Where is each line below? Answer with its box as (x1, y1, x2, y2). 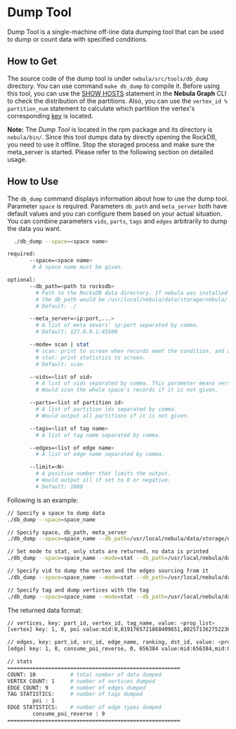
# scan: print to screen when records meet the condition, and (35, 347, 225, 354)
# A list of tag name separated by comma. (35, 431, 162, 439)
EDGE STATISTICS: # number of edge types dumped (7, 704, 162, 711)
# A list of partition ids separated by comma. (35, 406, 178, 413)
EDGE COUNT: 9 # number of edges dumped (7, 684, 146, 691)
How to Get (7, 56, 58, 68)
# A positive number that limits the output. (35, 470, 171, 478)
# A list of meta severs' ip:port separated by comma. (35, 322, 199, 329)
